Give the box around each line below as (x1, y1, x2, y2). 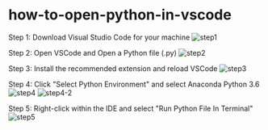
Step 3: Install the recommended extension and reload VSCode (8, 63, 218, 73)
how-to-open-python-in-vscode (8, 6, 232, 24)
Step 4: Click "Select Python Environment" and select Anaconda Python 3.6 (8, 79, 260, 89)
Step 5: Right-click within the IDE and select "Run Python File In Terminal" (8, 103, 253, 113)
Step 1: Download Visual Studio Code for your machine (8, 32, 191, 42)
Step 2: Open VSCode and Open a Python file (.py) (8, 48, 178, 57)
